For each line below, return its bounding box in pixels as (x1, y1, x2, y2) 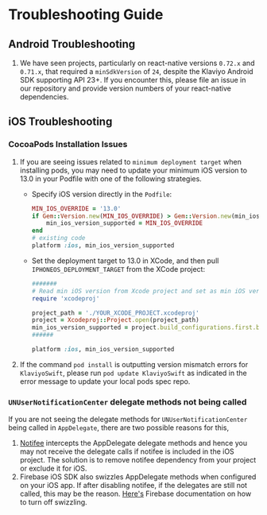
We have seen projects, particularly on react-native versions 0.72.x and (19, 58, 255, 68)
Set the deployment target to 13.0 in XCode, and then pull (31, 256, 219, 265)
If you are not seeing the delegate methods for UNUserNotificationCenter (8, 415, 248, 424)
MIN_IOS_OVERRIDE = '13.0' (31, 204, 122, 212)
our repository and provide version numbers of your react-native (19, 83, 232, 93)
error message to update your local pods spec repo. (19, 376, 191, 386)
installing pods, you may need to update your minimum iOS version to (19, 165, 248, 175)
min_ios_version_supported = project (31, 323, 157, 331)
